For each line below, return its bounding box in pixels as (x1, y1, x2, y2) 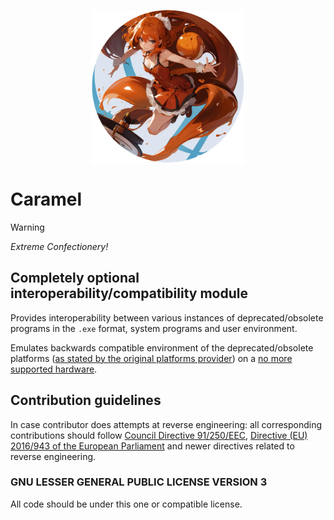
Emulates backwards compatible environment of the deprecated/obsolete (10, 341, 314, 354)
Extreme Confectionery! (10, 240, 109, 252)
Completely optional (10, 270, 140, 287)
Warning (10, 221, 45, 233)
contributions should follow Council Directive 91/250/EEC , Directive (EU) (10, 429, 308, 441)
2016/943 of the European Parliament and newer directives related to (10, 440, 295, 452)
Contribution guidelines (10, 392, 162, 409)
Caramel (10, 188, 83, 211)
